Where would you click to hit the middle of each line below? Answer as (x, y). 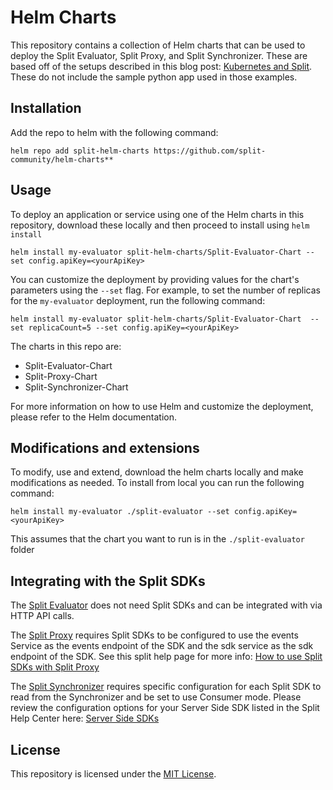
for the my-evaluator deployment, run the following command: (138, 300)
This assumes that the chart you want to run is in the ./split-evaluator (157, 539)
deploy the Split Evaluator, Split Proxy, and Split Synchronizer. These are (159, 55)
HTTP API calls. (42, 616)
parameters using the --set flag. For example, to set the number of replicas (165, 290)
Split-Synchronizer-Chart (76, 387)
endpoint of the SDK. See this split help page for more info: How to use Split (166, 657)
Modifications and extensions (105, 447)
